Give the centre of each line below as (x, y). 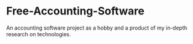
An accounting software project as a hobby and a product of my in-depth (97, 28)
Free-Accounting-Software (75, 11)
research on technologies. (38, 34)
